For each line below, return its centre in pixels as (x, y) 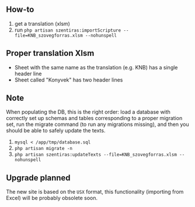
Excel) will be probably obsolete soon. (52, 198)
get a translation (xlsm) (42, 23)
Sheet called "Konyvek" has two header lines (69, 80)
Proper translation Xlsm (50, 53)
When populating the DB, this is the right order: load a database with (88, 112)
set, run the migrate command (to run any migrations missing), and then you (97, 124)
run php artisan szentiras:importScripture (68, 30)
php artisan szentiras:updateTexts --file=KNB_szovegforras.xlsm (95, 155)
